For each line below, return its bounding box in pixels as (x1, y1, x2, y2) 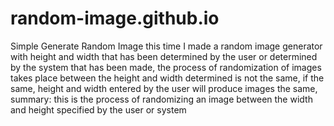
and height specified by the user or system (10, 103, 187, 116)
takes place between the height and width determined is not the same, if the (10, 72, 325, 84)
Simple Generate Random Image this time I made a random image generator (10, 40, 323, 52)
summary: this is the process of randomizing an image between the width (10, 93, 313, 105)
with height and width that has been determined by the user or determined (10, 50, 318, 62)
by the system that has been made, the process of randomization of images (10, 61, 322, 73)
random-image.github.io (10, 7, 220, 30)
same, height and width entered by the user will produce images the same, (10, 82, 318, 94)
